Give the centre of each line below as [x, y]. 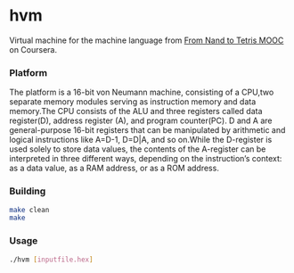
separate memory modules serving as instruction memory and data [133, 102]
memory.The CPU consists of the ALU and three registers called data [136, 112]
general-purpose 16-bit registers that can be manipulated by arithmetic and [147, 130]
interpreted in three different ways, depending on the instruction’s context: [146, 159]
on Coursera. [33, 49]
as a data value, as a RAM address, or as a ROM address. [114, 168]
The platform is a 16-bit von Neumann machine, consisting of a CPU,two [142, 92]
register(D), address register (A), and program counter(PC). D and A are [141, 120]
